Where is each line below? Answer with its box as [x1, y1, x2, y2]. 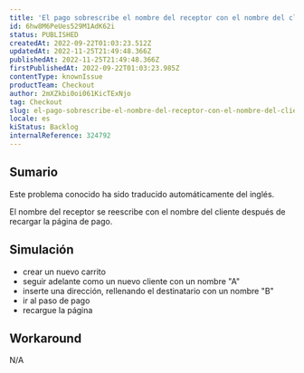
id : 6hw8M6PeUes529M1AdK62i [9, 22, 116, 31]
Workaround [9, 330, 82, 346]
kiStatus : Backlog [9, 123, 79, 132]
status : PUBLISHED [9, 30, 79, 39]
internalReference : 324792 [9, 131, 111, 140]
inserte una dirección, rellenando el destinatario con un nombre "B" [22, 285, 274, 296]
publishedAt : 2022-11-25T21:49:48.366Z [9, 55, 160, 64]
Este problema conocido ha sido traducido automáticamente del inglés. [9, 188, 275, 199]
